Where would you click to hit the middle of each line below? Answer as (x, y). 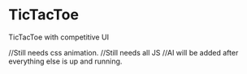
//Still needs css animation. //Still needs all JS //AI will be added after (123, 52)
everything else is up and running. (65, 61)
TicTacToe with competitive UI (59, 37)
